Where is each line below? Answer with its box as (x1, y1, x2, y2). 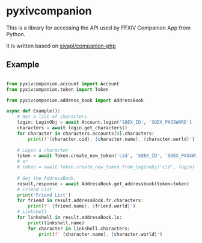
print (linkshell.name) (28, 220, 85, 226)
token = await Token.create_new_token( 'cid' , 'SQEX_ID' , (17, 153, 163, 159)
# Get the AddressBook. (17, 175, 77, 181)
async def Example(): (6, 108, 61, 114)
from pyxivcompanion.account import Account (6, 81, 120, 87)
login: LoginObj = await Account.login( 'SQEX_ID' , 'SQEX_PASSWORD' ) (17, 119, 192, 126)
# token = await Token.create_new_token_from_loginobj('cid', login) (17, 164, 195, 170)
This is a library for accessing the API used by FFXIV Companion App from (6, 24, 191, 31)
